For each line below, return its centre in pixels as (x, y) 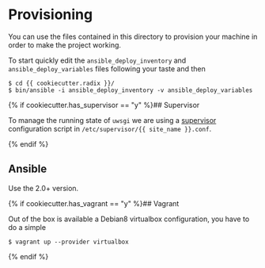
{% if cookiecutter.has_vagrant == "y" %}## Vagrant (94, 203)
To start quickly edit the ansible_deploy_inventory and (97, 60)
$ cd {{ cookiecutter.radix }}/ (61, 83)
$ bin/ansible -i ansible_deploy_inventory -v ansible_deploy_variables (131, 90)
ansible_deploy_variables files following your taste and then (107, 68)
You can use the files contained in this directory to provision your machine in (133, 36)
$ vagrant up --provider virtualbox (68, 242)
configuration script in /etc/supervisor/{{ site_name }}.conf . (110, 128)
